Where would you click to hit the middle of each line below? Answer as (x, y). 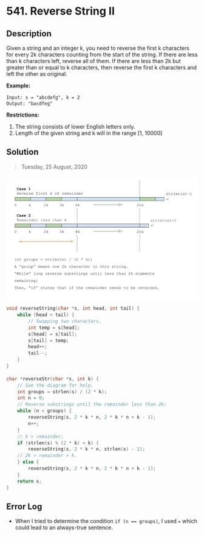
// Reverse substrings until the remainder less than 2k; (92, 405)
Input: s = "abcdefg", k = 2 (43, 98)
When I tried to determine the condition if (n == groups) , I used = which (106, 521)
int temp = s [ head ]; (54, 328)
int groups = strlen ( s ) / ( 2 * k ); (62, 392)
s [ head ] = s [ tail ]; (53, 334)
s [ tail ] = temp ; (49, 340)
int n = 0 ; (31, 398)
